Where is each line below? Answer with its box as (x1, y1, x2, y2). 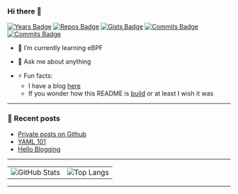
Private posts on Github (17, 130, 87, 138)
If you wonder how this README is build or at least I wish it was (28, 89, 214, 98)
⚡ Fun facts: (17, 72, 53, 80)
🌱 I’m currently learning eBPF (17, 44, 103, 52)
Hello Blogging (17, 144, 61, 153)
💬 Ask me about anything (17, 57, 91, 66)
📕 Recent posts (7, 113, 60, 123)
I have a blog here (28, 81, 81, 91)
